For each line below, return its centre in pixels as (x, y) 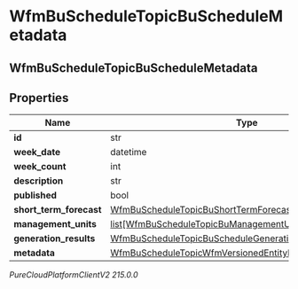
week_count (40, 167)
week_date (37, 152)
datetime (129, 152)
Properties (39, 98)
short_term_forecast (58, 210)
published (35, 195)
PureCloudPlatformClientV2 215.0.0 (74, 275)
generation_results (55, 238)
